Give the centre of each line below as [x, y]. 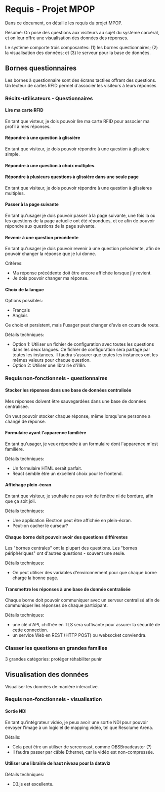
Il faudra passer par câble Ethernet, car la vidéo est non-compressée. [83, 752]
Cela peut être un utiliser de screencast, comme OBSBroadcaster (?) [82, 747]
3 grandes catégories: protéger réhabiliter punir [54, 659]
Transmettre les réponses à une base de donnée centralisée [68, 589]
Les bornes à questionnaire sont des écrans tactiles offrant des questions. [81, 80]
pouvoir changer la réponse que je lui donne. [51, 254]
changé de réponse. [25, 421]
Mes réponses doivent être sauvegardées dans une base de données [76, 401]
